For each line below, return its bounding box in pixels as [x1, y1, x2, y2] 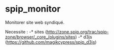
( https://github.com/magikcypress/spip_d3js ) [5, 39, 97, 45]
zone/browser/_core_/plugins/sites [5, 34, 76, 40]
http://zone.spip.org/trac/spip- [46, 29, 109, 34]
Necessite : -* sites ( [5, 29, 47, 34]
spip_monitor [5, 3, 61, 15]
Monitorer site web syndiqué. [5, 19, 65, 25]
